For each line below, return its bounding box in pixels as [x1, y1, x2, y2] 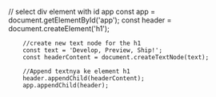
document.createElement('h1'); [8, 24, 110, 33]
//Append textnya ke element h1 [22, 67, 130, 75]
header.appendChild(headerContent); [22, 75, 146, 83]
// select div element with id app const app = [8, 7, 156, 16]
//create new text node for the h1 [22, 39, 142, 47]
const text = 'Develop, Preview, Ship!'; [22, 46, 162, 55]
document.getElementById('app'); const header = [8, 15, 172, 25]
